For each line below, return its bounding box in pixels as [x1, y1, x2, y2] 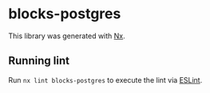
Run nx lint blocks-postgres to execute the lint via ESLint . [8, 75, 203, 84]
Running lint [8, 54, 70, 68]
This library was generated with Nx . [8, 31, 125, 41]
